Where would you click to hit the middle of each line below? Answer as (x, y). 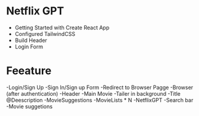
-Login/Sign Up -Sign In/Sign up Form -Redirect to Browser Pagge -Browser (100, 87)
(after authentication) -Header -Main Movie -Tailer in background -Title (94, 93)
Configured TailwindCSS (45, 33)
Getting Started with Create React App (62, 28)
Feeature (29, 71)
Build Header (31, 40)
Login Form (29, 47)
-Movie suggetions (29, 106)
